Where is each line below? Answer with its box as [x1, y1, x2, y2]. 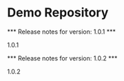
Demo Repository [7, 5, 109, 21]
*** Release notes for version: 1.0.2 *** [7, 54, 118, 62]
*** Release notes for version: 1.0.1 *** [7, 27, 116, 36]
